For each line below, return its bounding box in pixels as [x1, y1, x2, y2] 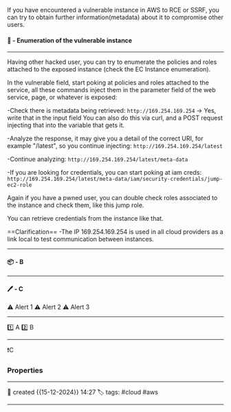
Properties [7, 365, 43, 375]
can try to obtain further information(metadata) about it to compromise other [7, 13, 224, 21]
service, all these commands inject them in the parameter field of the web [7, 86, 216, 94]
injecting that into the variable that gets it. [7, 121, 125, 129]
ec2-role [7, 182, 32, 188]
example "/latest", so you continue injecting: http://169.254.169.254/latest [7, 142, 223, 150]
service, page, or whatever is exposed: [7, 93, 118, 102]
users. [7, 21, 25, 28]
